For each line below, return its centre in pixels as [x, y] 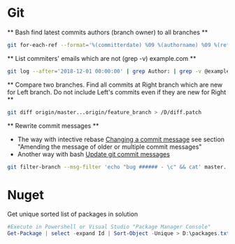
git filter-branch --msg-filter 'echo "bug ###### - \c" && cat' [104, 167]
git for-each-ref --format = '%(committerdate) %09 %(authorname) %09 [109, 45]
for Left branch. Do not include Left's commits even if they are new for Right [117, 92]
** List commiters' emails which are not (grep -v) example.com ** [102, 58]
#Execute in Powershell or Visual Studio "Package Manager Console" [109, 227]
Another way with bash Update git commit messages [93, 154]
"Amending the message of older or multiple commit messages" [109, 146]
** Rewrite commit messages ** [53, 125]
